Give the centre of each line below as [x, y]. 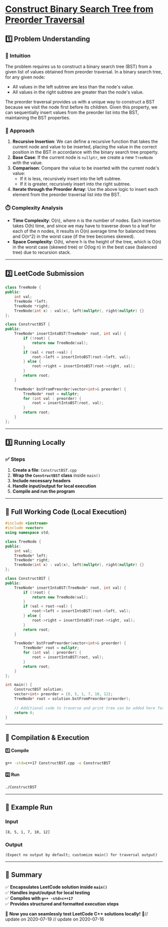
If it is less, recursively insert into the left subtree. [70, 179]
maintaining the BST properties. [38, 117]
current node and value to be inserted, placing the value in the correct [84, 147]
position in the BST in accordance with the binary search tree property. [85, 152]
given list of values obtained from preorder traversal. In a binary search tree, [84, 71]
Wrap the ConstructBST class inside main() [56, 475]
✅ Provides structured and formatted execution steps [62, 904]
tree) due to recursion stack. [42, 252]
